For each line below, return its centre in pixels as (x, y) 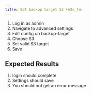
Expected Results (32, 64)
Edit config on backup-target (41, 33)
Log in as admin (28, 23)
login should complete (34, 76)
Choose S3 (23, 39)
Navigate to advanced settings (43, 28)
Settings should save (33, 80)
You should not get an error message (49, 86)
